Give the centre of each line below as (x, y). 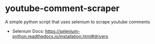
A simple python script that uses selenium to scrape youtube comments (78, 22)
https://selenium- (62, 31)
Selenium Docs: (28, 31)
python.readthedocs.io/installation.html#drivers (60, 36)
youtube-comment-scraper (62, 8)
